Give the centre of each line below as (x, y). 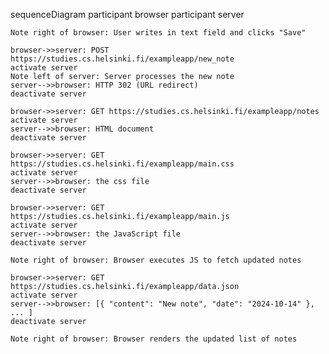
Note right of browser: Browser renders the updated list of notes (154, 339)
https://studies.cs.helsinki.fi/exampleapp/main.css (122, 164)
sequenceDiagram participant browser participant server (127, 14)
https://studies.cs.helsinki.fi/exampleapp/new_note (122, 59)
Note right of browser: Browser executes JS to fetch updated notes (156, 260)
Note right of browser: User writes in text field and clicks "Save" (158, 33)
